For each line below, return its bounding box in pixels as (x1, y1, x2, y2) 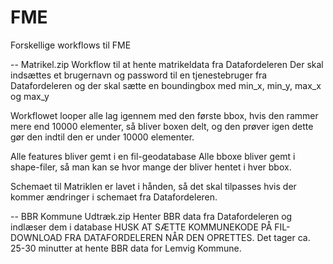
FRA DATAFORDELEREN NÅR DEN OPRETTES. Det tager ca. (64, 231, 311, 243)
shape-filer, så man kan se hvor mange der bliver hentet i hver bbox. (10, 161, 292, 173)
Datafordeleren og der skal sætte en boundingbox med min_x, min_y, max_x (10, 79, 322, 91)
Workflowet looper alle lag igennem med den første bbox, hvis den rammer (10, 109, 319, 121)
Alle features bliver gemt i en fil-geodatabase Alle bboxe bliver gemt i (10, 150, 296, 162)
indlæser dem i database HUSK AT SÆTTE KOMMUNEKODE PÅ (10, 221, 273, 233)
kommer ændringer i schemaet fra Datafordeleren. (10, 191, 218, 203)
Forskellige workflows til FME (10, 39, 132, 51)
